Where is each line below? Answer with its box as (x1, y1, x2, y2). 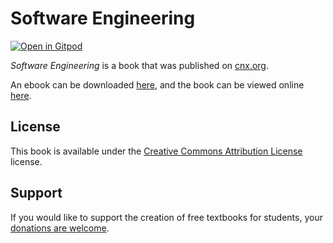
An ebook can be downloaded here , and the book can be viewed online (10, 78, 305, 91)
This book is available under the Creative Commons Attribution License (10, 145, 303, 157)
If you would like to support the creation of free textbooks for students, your (10, 211, 323, 223)
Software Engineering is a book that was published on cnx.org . (10, 59, 269, 71)
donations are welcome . (10, 222, 110, 234)
